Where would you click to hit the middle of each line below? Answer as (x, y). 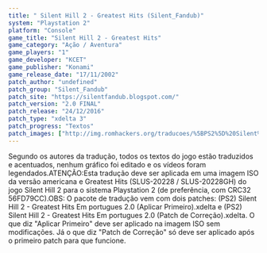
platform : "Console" (43, 30)
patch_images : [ (35, 133)
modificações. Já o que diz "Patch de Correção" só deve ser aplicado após (132, 232)
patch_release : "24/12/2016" (56, 112)
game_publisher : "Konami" (51, 67)
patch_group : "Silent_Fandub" (58, 89)
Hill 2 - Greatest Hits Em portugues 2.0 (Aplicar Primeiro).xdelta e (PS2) (125, 206)
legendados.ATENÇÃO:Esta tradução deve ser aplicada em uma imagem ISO (133, 173)
